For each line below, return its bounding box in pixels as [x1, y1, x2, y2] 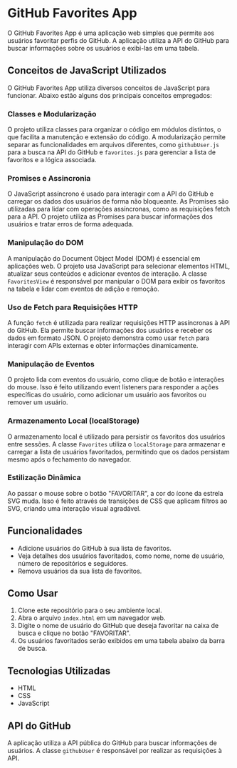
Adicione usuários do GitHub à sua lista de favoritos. [17, 544, 172, 552]
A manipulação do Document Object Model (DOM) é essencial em [7, 254, 201, 262]
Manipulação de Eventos [7, 359, 95, 369]
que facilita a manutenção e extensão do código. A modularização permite [7, 133, 226, 141]
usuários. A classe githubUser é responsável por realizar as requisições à [7, 747, 222, 755]
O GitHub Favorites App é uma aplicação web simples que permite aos [7, 29, 215, 37]
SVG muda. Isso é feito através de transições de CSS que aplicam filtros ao [7, 497, 228, 505]
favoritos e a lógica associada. [7, 156, 97, 164]
